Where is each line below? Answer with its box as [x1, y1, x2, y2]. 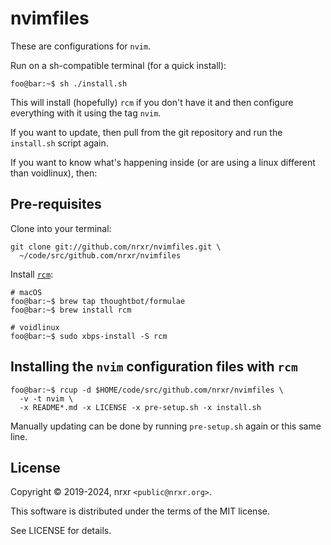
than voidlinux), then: [10, 167, 98, 179]
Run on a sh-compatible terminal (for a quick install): [10, 59, 227, 71]
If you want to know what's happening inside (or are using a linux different [10, 156, 316, 168]
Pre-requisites [10, 196, 102, 213]
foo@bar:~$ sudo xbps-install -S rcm [10, 331, 168, 341]
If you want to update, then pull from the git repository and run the [10, 126, 283, 138]
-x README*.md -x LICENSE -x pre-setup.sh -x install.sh [19, 402, 262, 412]
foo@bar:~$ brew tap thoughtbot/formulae [10, 296, 186, 306]
